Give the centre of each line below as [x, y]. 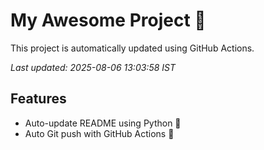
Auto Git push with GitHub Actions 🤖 [99, 133]
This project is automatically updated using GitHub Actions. [132, 48]
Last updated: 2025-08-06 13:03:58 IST [93, 67]
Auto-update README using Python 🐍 [103, 123]
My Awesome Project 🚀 [108, 20]
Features [38, 99]
